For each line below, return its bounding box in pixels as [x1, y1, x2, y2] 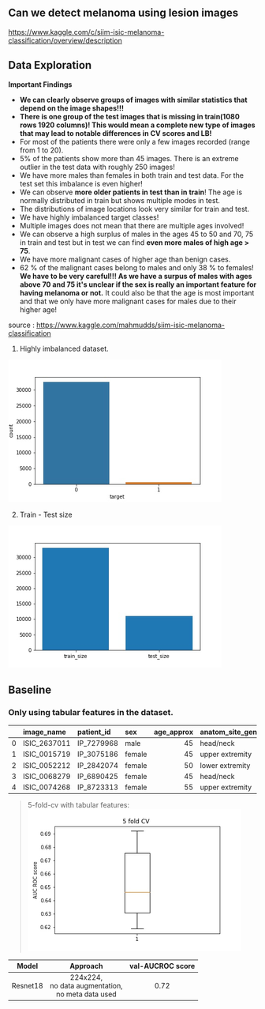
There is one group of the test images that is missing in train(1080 [19, 111, 241, 121]
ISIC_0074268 [23, 782, 71, 793]
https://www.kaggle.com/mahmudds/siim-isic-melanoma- [36, 320, 225, 329]
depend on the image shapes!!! [19, 103, 125, 113]
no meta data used [56, 989, 117, 999]
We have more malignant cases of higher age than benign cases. [19, 254, 231, 264]
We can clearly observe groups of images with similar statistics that [19, 95, 248, 104]
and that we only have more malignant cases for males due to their [19, 296, 237, 306]
